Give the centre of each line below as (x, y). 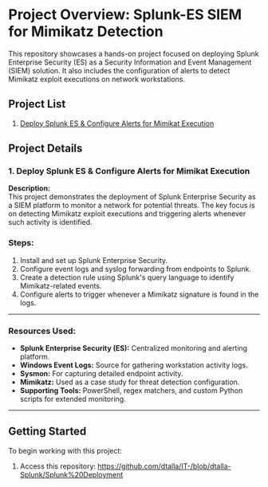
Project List (37, 104)
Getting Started (47, 432)
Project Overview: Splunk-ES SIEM (125, 15)
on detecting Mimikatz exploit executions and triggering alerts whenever (127, 214)
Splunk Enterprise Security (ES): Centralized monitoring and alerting (134, 348)
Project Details (45, 149)
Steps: (21, 243)
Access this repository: (58, 466)
